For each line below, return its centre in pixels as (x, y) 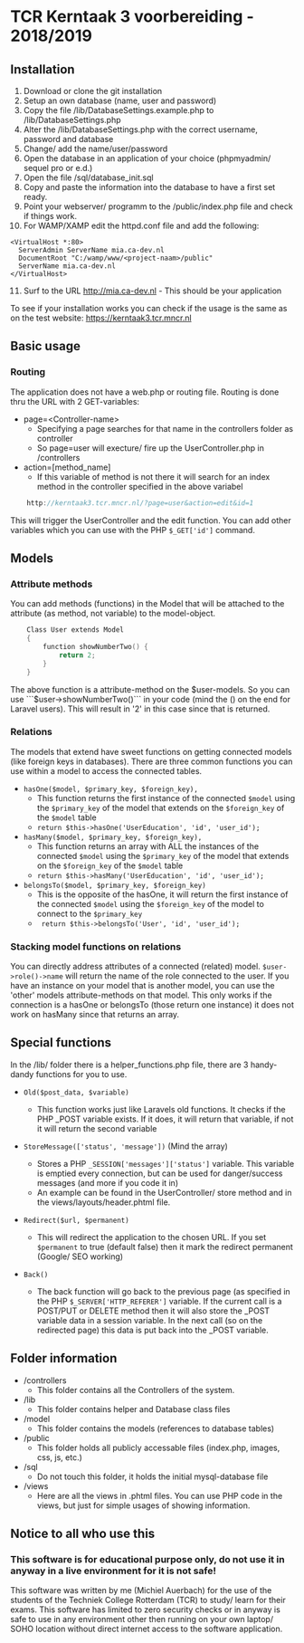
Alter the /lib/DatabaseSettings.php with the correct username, (141, 129)
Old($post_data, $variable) (76, 1093)
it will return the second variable (97, 1128)
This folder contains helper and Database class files (133, 1409)
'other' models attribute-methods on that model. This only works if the (141, 995)
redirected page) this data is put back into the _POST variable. (153, 1330)
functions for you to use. (81, 1074)
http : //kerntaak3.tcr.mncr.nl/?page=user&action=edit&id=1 (140, 503)
